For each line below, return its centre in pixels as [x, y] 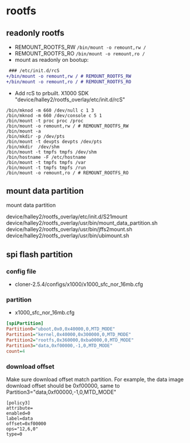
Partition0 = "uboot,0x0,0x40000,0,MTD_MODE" [61, 329]
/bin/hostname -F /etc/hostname [46, 157]
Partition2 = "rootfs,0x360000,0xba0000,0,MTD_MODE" [70, 340]
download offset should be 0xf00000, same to [63, 385]
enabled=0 [18, 413]
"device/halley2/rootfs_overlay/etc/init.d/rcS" [70, 99]
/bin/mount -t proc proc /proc [45, 121]
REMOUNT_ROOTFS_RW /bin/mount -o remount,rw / [80, 47]
